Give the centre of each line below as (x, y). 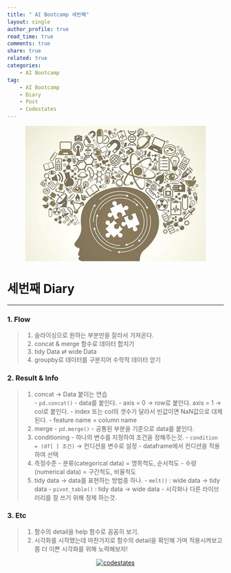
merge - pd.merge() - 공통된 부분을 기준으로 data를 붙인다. (114, 428)
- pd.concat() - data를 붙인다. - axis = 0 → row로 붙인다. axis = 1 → (128, 403)
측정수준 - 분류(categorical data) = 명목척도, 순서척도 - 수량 (115, 463)
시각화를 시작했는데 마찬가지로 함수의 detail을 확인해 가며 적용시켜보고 (128, 540)
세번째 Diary (41, 289)
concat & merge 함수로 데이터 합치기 (84, 344)
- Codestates (38, 109)
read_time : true (30, 37)
